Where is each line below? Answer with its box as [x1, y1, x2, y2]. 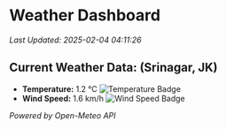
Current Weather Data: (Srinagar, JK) [9, 60, 219, 75]
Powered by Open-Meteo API [9, 110, 117, 120]
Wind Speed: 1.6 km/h [21, 93, 105, 103]
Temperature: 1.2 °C [21, 83, 97, 94]
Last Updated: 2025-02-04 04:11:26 [9, 34, 142, 45]
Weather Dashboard [9, 5, 161, 26]
